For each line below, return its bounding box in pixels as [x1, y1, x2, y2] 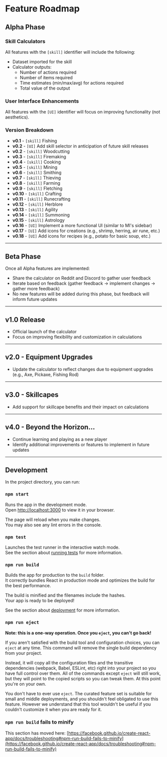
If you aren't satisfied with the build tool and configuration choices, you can [5, 639, 160, 645]
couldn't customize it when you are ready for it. [5, 706, 102, 712]
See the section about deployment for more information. [5, 607, 120, 613]
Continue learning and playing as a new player [12, 436, 108, 442]
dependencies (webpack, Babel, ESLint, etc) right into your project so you [5, 665, 157, 671]
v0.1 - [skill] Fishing [12, 138, 57, 144]
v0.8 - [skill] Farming [12, 180, 61, 186]
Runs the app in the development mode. [5, 502, 87, 507]
